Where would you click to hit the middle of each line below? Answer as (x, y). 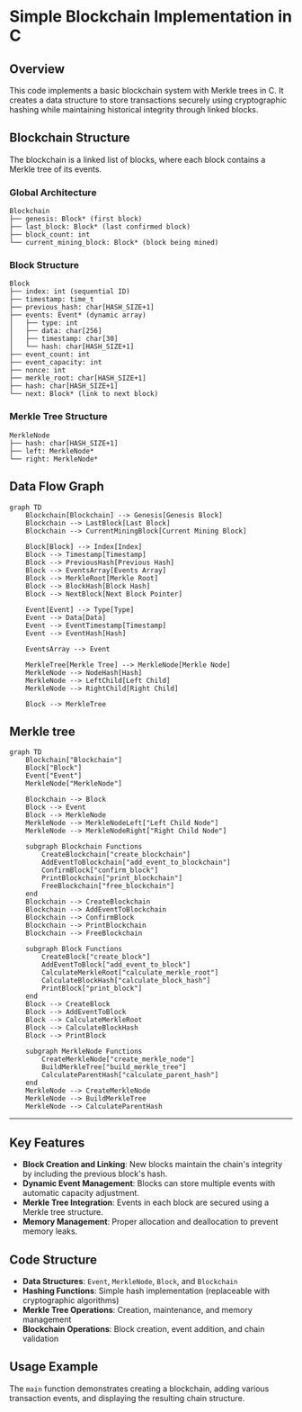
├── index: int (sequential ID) (70, 292)
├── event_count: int (50, 355)
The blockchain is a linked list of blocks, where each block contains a (138, 159)
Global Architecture (53, 193)
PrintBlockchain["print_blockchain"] (112, 878)
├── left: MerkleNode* (52, 451)
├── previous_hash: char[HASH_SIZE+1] (82, 308)
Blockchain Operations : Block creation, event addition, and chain (143, 1328)
